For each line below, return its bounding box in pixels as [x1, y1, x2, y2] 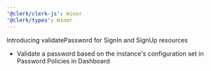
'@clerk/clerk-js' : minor [6, 10, 82, 17]
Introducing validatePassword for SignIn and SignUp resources [6, 35, 189, 44]
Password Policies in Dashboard [16, 56, 110, 65]
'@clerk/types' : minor [6, 17, 73, 24]
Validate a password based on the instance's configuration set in [16, 49, 204, 58]
